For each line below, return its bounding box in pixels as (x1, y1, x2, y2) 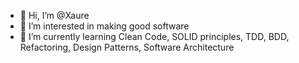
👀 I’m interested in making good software (19, 20, 190, 32)
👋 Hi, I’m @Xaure (19, 10, 90, 21)
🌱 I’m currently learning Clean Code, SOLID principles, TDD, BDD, (19, 31, 290, 42)
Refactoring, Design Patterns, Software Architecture (19, 41, 235, 53)
